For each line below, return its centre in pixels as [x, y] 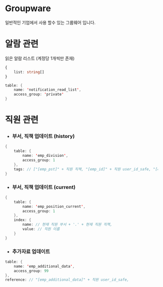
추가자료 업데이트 [31, 252]
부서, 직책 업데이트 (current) [44, 187]
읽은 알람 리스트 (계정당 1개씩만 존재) [40, 58]
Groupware [28, 8]
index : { [23, 220]
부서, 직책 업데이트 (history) [43, 136]
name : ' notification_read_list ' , [48, 90]
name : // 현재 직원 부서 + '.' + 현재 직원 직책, [67, 225]
